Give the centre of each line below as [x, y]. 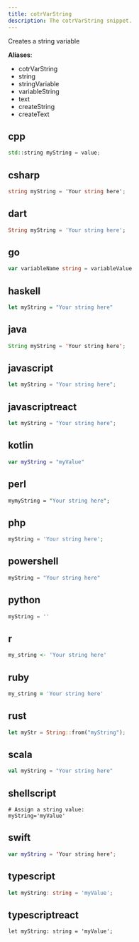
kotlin [21, 445]
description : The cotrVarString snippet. [70, 21]
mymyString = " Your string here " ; [59, 501]
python [24, 600]
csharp [24, 175]
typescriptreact [43, 915]
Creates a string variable [44, 41]
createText [34, 114]
